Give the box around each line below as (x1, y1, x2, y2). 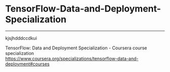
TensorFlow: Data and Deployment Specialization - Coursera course (5, 45, 147, 51)
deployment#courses (5, 61, 50, 67)
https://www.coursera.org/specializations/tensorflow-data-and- (5, 55, 139, 61)
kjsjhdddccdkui (5, 35, 37, 41)
